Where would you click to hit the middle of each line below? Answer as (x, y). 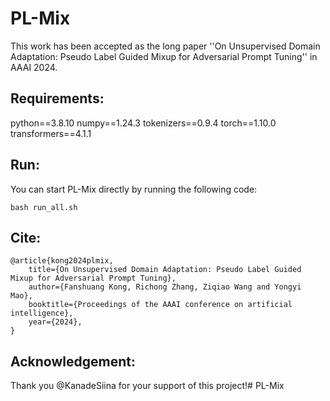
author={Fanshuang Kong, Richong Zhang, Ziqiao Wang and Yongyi (165, 287)
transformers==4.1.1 (51, 133)
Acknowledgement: (73, 361)
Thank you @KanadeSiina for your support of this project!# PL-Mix (147, 386)
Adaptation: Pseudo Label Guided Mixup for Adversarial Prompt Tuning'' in (164, 56)
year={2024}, (55, 322)
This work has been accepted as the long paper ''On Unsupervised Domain (165, 46)
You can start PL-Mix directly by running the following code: (134, 189)
